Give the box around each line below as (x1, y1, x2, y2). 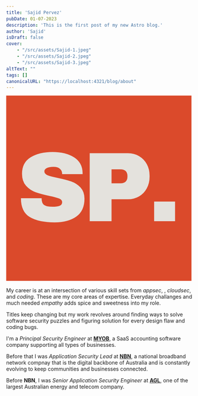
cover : (6, 41, 23, 47)
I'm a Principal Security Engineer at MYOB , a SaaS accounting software (6, 335, 181, 342)
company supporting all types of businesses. (6, 341, 116, 349)
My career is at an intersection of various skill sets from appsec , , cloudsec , (6, 287, 191, 294)
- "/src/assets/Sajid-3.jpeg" (17, 59, 92, 65)
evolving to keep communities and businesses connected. (6, 365, 148, 373)
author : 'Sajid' (6, 28, 46, 34)
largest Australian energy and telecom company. (6, 383, 124, 391)
